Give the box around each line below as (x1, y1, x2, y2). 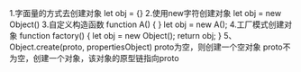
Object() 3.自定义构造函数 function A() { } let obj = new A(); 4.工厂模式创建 (9, 19, 285, 30)
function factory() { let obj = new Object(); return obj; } (19, 31, 223, 40)
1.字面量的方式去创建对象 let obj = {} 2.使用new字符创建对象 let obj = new (9, 8, 282, 18)
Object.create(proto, (9, 41, 86, 52)
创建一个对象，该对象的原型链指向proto (32, 53, 179, 63)
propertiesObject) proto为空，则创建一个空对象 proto (87, 41, 283, 52)
